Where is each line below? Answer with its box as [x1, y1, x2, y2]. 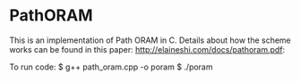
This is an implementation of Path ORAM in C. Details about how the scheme [9, 35, 291, 45]
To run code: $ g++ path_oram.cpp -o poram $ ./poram [9, 61, 213, 72]
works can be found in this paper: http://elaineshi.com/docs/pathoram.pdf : [9, 44, 286, 54]
